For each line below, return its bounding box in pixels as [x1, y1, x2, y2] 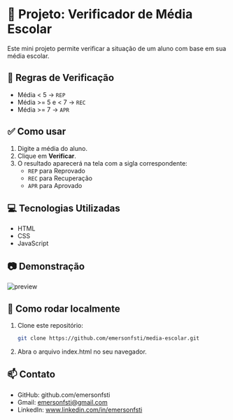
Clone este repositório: [17, 321, 84, 329]
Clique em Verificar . [17, 152, 77, 160]
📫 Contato [7, 368, 56, 380]
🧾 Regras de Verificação [7, 72, 114, 84]
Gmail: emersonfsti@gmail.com [17, 398, 108, 406]
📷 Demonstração [7, 260, 85, 272]
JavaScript [17, 239, 49, 247]
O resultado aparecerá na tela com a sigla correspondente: [17, 159, 188, 167]
